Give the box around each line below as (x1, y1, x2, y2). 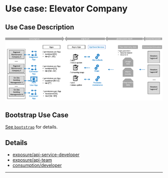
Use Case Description (5, 23, 74, 31)
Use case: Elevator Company (5, 3, 127, 14)
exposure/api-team (12, 157, 52, 163)
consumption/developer (12, 163, 62, 169)
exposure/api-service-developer (12, 152, 80, 158)
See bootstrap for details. (5, 124, 58, 130)
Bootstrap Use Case (5, 111, 68, 119)
